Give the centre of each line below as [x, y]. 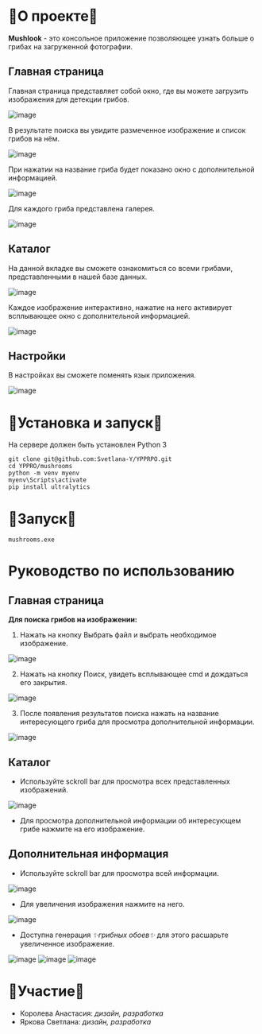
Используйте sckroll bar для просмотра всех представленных [125, 781]
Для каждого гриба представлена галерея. [81, 208]
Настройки [37, 356]
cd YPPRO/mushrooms [40, 467]
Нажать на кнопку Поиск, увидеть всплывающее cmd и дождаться [134, 674]
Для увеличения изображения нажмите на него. [102, 904]
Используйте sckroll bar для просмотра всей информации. [119, 873]
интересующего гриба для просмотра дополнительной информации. [137, 722]
